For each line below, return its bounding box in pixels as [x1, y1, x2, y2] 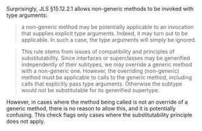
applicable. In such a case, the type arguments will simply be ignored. [21, 36, 197, 43]
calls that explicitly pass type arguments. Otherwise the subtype [21, 80, 183, 87]
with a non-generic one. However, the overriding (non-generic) [21, 67, 179, 75]
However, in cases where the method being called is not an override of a [6, 98, 188, 106]
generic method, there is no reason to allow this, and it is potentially [6, 105, 176, 112]
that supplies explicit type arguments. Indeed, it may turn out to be [21, 30, 188, 37]
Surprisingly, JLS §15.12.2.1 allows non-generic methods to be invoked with [6, 5, 194, 12]
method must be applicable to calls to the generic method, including [21, 74, 192, 81]
